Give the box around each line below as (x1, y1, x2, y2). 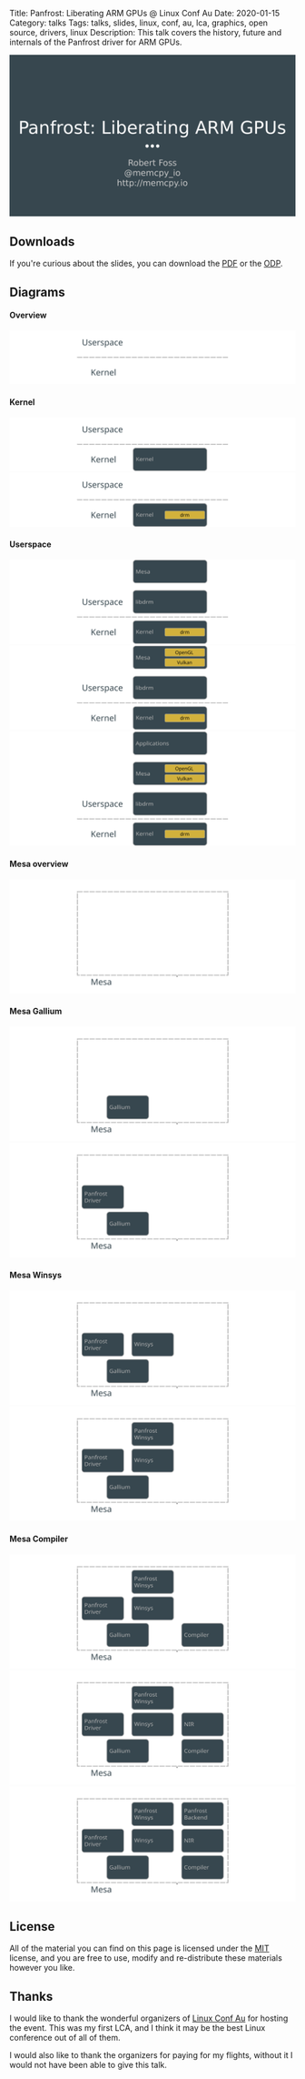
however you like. (9, 1963, 75, 1973)
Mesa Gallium (9, 1005, 63, 1017)
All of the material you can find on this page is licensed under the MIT (9, 1943, 270, 1954)
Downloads (9, 234, 75, 249)
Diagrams (9, 284, 65, 299)
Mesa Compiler (9, 1533, 68, 1545)
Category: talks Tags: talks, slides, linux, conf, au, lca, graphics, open (9, 17, 269, 28)
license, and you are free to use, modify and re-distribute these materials (9, 1953, 283, 1963)
